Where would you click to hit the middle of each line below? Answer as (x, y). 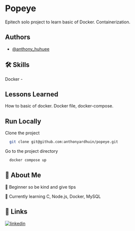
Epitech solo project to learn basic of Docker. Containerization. (68, 22)
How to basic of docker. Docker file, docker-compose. (59, 106)
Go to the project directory (32, 151)
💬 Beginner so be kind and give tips (41, 187)
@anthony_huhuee (31, 49)
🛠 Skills (17, 65)
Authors (18, 37)
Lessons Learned (32, 94)
